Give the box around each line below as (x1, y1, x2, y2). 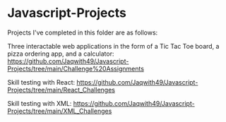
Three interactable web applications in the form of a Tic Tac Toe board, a (7, 42, 220, 50)
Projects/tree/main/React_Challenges (7, 85, 115, 94)
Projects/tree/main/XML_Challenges (7, 106, 112, 115)
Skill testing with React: (7, 78, 76, 86)
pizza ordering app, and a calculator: (7, 49, 114, 58)
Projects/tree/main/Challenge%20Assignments (7, 64, 145, 73)
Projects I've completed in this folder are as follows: (7, 28, 158, 37)
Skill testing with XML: (7, 99, 72, 107)
